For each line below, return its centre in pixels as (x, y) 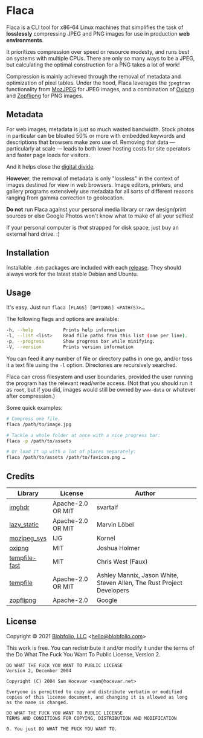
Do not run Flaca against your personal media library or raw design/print (96, 209)
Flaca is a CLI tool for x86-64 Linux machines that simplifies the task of (95, 27)
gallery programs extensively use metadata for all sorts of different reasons (100, 191)
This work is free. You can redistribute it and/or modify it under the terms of (101, 648)
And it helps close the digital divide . (51, 166)
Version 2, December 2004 (39, 671)
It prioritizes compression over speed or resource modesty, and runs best (98, 51)
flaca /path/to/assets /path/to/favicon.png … (66, 458)
